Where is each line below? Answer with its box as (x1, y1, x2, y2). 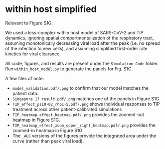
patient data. (12, 90, 39, 96)
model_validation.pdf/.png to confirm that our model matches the (12, 85, 149, 91)
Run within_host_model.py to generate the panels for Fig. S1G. (5, 66, 133, 72)
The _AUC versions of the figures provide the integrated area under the (12, 133, 157, 139)
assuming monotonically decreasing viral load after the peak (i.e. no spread (5, 40, 161, 46)
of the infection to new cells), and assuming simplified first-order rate (5, 45, 148, 51)
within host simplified (5, 3, 97, 15)
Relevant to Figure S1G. (5, 20, 53, 26)
